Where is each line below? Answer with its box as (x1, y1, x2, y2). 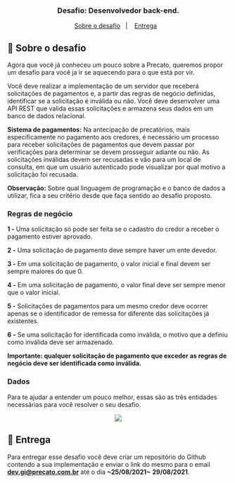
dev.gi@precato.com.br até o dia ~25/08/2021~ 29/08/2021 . (7, 468, 190, 476)
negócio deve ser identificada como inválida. (7, 359, 142, 368)
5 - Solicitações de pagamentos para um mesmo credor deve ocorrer (7, 302, 208, 310)
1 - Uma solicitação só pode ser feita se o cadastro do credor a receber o (7, 225, 220, 234)
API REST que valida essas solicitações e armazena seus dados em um (7, 104, 213, 113)
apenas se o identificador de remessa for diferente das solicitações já (7, 309, 210, 318)
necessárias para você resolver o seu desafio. (7, 400, 141, 408)
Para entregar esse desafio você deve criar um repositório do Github (7, 453, 206, 461)
